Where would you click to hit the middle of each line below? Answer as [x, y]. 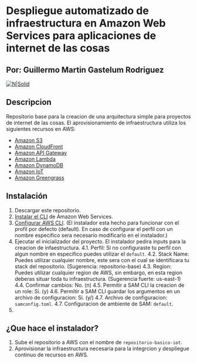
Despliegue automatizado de [78, 11]
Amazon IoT [29, 171]
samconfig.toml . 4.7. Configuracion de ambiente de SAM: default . [94, 304]
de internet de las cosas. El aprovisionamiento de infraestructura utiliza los [96, 123]
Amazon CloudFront [39, 146]
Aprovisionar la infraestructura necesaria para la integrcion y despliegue [102, 349]
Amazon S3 [28, 140]
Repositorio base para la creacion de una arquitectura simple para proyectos [98, 116]
